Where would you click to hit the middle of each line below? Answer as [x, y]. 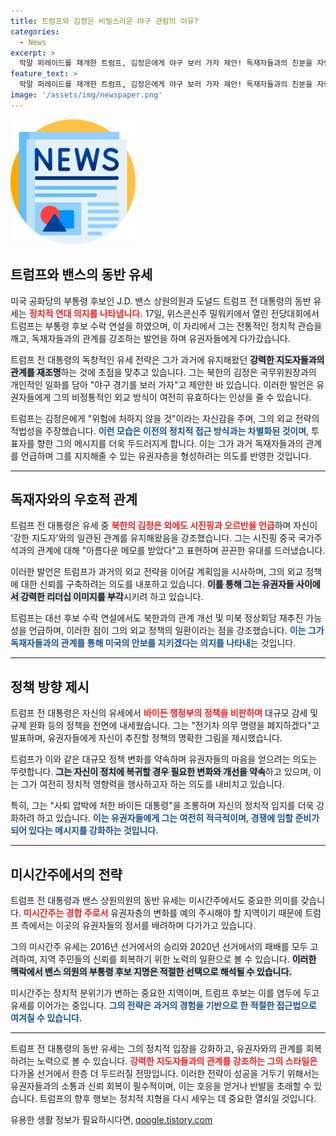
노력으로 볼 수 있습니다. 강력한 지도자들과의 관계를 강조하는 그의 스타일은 [177, 1061]
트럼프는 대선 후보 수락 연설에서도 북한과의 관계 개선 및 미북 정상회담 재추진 [157, 618]
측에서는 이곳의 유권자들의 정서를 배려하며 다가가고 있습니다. [138, 925]
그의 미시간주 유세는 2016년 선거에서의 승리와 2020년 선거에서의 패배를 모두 [159, 946]
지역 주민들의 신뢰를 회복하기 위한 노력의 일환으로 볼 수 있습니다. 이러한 [178, 959]
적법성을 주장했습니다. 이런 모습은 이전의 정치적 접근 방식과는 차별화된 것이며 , [160, 431]
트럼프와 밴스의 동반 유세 [81, 275]
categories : [35, 31]
